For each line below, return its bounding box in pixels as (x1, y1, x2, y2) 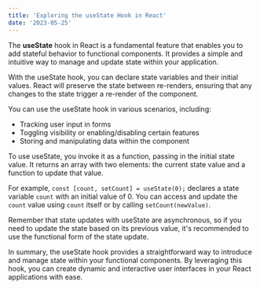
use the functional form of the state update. (8, 232, 149, 241)
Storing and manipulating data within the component (19, 136, 190, 145)
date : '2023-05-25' (8, 19, 72, 27)
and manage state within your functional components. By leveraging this (8, 255, 243, 265)
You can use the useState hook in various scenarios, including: (8, 104, 211, 114)
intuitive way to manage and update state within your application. (8, 57, 219, 67)
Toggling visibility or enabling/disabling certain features (19, 127, 200, 137)
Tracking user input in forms (19, 119, 112, 129)
